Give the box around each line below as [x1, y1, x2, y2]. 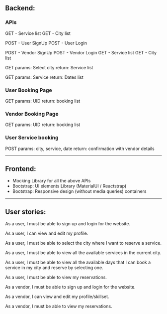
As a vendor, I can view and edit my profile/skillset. [5, 294, 109, 300]
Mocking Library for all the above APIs [12, 178, 91, 184]
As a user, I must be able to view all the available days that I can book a [5, 259, 151, 266]
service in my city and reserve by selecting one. [5, 265, 103, 271]
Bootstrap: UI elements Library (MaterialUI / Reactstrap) [12, 183, 127, 189]
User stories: [5, 207, 46, 216]
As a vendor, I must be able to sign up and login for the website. [5, 284, 136, 290]
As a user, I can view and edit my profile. [5, 230, 88, 236]
